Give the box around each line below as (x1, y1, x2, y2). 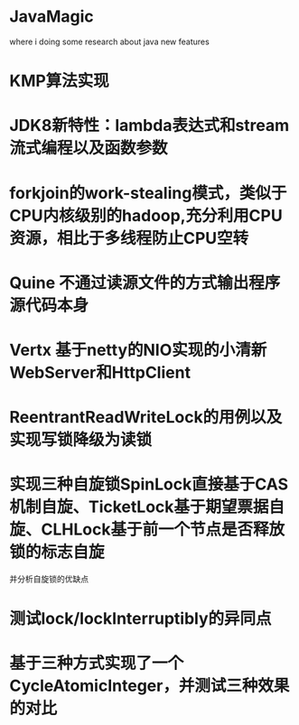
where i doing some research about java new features (9, 36, 210, 47)
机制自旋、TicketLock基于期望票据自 (9, 497, 285, 517)
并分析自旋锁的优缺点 (9, 573, 89, 584)
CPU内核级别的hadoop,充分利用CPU (9, 205, 283, 226)
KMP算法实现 (9, 70, 110, 91)
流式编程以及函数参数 (9, 138, 169, 159)
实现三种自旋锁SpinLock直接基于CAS (9, 474, 289, 495)
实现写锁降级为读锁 (9, 430, 153, 451)
